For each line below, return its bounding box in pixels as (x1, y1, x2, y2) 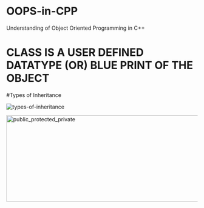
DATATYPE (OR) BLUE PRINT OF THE (6, 59, 193, 72)
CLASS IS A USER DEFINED (6, 45, 144, 59)
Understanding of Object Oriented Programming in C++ (6, 24, 145, 32)
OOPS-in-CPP (6, 4, 78, 18)
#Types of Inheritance (6, 91, 62, 98)
